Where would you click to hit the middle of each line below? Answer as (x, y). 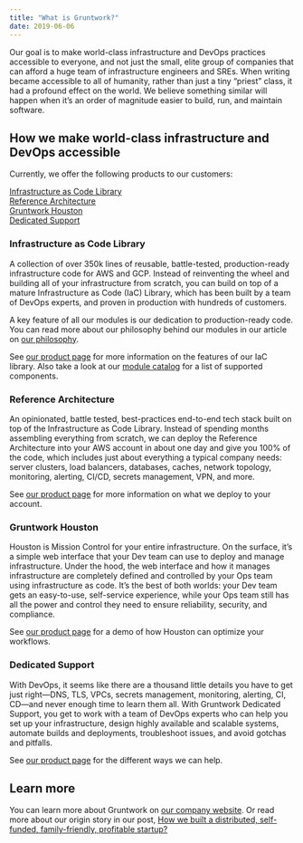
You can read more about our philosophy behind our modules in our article (148, 329)
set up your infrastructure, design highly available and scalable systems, (144, 723)
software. (27, 110)
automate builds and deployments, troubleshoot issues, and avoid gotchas (148, 733)
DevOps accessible (65, 152)
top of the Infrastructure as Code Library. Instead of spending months (139, 428)
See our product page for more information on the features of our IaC (139, 356)
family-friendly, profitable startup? (104, 829)
